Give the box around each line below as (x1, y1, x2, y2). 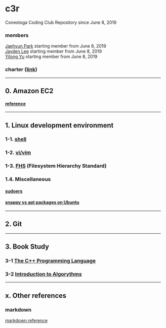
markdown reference (5, 318, 48, 324)
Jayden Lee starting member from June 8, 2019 (5, 48, 102, 55)
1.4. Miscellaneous (5, 176, 51, 183)
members (5, 32, 29, 39)
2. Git (5, 220, 22, 228)
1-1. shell (5, 136, 27, 143)
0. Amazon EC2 (5, 86, 53, 95)
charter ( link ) (5, 66, 38, 73)
